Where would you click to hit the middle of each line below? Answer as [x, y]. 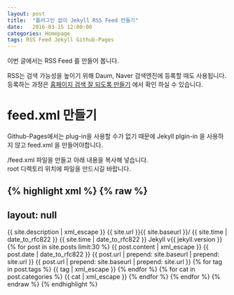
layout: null [32, 215]
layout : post [26, 14]
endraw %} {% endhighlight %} [53, 284]
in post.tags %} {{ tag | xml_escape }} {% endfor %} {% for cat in [101, 269]
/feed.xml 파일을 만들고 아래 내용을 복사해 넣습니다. [78, 160]
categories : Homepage [39, 33]
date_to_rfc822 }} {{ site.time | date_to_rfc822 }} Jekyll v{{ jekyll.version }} [115, 240]
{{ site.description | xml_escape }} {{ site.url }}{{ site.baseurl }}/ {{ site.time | [117, 232]
